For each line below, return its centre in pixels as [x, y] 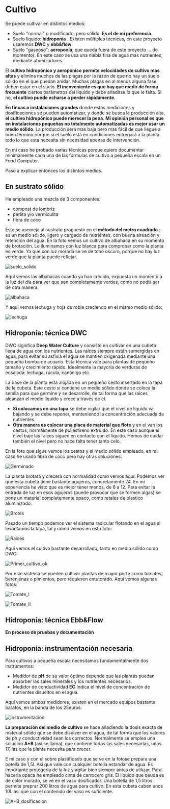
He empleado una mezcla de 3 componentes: [53, 199]
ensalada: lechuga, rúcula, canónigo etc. [48, 372]
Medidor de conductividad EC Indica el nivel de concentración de [81, 687]
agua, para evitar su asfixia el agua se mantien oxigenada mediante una [80, 356]
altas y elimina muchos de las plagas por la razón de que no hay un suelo [82, 76]
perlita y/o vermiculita [35, 214]
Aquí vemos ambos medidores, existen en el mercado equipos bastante [80, 702]
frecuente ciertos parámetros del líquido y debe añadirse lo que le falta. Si [83, 92]
